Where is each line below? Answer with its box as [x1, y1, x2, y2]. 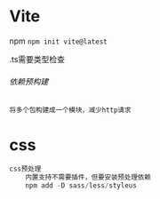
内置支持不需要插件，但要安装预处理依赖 [25, 172, 151, 181]
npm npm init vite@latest [9, 36, 108, 46]
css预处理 [9, 164, 42, 174]
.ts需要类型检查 [9, 53, 65, 64]
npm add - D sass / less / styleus [25, 180, 138, 190]
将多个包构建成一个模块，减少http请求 [9, 106, 132, 115]
